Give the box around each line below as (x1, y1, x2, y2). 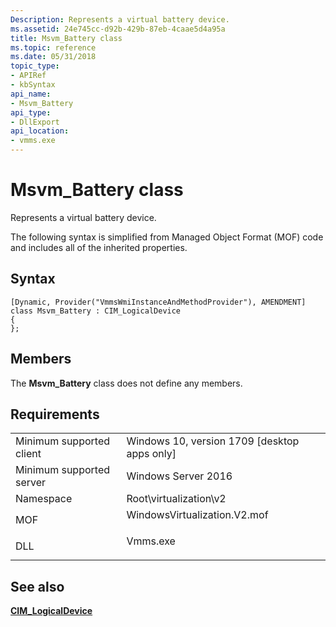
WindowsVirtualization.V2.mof (126, 508, 269, 522)
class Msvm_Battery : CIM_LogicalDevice (10, 306, 182, 316)
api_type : (10, 107, 52, 118)
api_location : (10, 126, 70, 136)
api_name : (10, 89, 52, 99)
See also (10, 578, 65, 595)
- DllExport (10, 117, 60, 127)
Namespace (15, 492, 73, 506)
